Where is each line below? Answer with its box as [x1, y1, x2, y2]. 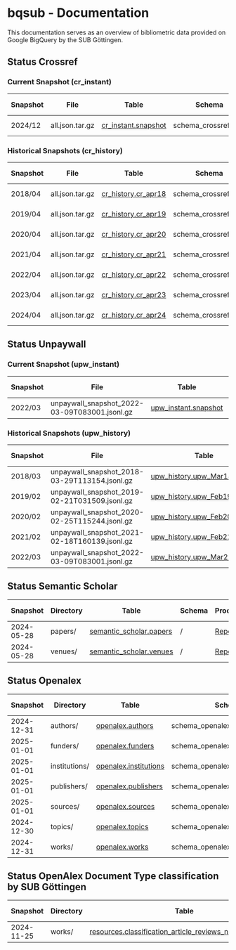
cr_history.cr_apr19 [101, 209, 166, 219]
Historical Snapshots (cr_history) [7, 145, 123, 155]
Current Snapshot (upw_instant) [7, 360, 120, 370]
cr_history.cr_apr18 [101, 188, 166, 198]
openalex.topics [96, 821, 149, 831]
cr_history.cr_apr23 [101, 289, 166, 299]
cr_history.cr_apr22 [101, 269, 166, 279]
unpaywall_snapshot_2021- [50, 527, 144, 537]
